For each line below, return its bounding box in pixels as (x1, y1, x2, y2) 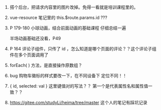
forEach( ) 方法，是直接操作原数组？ (9, 63, 83, 68)
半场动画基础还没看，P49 (9, 36, 61, 41)
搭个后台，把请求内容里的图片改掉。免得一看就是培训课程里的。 (9, 4, 138, 10)
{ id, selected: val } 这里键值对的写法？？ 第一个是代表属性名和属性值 (9, 83, 148, 89)
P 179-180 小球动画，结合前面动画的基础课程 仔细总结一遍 (9, 25, 126, 31)
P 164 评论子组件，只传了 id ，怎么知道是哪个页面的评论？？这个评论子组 (9, 46, 157, 51)
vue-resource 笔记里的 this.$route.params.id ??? (9, 15, 107, 21)
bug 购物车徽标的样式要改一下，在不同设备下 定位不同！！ (9, 73, 127, 78)
